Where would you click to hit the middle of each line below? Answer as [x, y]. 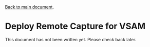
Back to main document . [29, 7]
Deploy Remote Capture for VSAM [75, 26]
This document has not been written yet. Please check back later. [71, 39]
